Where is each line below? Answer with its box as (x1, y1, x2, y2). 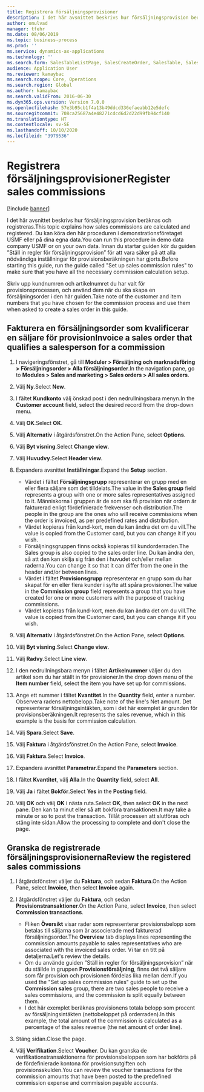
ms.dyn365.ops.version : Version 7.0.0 (7, 99, 105, 105)
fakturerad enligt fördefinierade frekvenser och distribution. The (24, 504, 183, 511)
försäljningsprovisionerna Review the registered (7, 852, 191, 863)
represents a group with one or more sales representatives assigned (24, 491, 196, 498)
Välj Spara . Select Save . (15, 729, 75, 736)
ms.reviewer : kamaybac (7, 71, 64, 77)
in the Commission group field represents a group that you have (24, 588, 186, 595)
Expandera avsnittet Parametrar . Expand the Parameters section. (15, 764, 179, 771)
